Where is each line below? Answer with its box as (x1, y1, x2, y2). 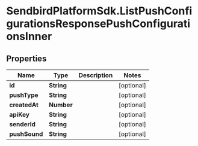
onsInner (6, 30, 52, 43)
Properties (6, 53, 47, 63)
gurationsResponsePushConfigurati (6, 17, 191, 31)
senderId (9, 120, 36, 128)
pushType (9, 91, 39, 99)
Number (49, 101, 73, 109)
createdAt (9, 101, 39, 109)
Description (78, 71, 113, 79)
